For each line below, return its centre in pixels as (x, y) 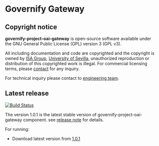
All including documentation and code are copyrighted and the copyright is (80, 53)
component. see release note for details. (64, 120)
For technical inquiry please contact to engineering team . (62, 78)
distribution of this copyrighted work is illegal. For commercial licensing (76, 64)
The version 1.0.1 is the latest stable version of (51, 114)
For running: (17, 129)
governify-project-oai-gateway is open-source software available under (78, 38)
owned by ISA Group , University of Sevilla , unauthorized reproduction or (77, 58)
